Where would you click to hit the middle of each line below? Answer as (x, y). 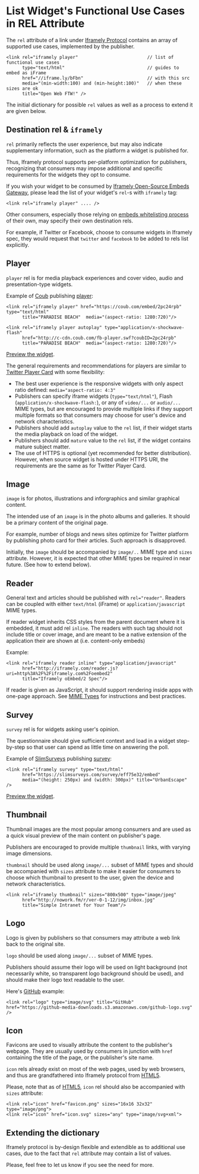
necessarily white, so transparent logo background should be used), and (95, 973)
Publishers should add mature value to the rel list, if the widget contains (103, 440)
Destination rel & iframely (54, 130)
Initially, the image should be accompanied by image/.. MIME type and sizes (99, 552)
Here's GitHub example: (35, 991)
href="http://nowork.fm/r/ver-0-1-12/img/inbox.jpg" (89, 900)
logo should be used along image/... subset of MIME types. (80, 955)
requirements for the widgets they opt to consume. (68, 174)
